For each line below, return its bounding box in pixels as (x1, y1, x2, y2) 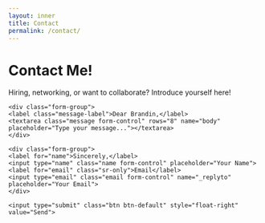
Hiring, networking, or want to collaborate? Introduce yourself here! (8, 87, 231, 97)
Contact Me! (8, 61, 93, 79)
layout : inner (8, 11, 56, 20)
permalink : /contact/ (8, 26, 81, 34)
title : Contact (8, 19, 59, 27)
